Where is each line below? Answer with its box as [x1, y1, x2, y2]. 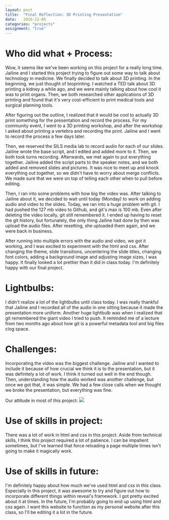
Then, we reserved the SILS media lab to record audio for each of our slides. [5, 143, 164, 149]
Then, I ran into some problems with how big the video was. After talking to [5, 190, 161, 197]
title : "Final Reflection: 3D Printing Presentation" [5, 12, 123, 17]
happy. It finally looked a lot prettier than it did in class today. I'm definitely [5, 259, 160, 266]
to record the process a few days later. [5, 133, 86, 139]
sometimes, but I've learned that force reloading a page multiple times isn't [5, 442, 161, 448]
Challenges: [5, 344, 57, 355]
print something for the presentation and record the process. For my [5, 117, 147, 124]
